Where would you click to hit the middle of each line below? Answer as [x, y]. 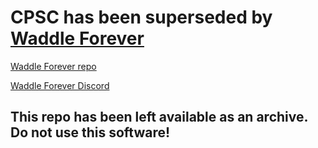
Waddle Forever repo [53, 66]
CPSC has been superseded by [141, 17]
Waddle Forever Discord [60, 85]
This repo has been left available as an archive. [159, 117]
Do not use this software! [90, 132]
